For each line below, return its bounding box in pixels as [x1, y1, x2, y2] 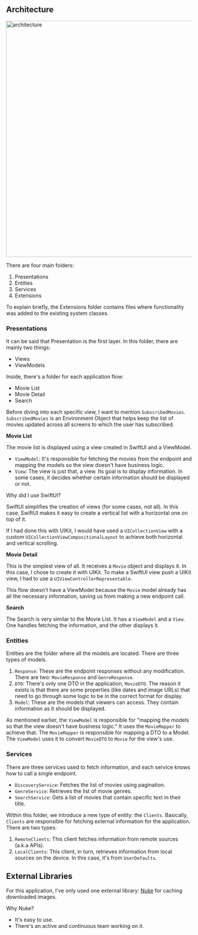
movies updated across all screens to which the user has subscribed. [6, 421, 174, 428]
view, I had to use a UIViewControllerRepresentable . [6, 575, 133, 582]
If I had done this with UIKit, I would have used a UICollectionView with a [6, 527, 183, 534]
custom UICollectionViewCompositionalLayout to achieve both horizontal [6, 534, 183, 541]
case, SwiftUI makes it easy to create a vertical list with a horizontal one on [6, 509, 188, 516]
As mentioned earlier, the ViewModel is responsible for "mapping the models [6, 716, 190, 724]
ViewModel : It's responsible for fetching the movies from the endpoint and [14, 455, 192, 462]
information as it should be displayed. [14, 705, 106, 712]
